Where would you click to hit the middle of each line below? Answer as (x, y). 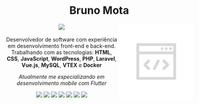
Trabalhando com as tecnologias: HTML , (62, 52)
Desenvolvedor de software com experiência (62, 39)
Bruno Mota (99, 11)
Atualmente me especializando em (62, 76)
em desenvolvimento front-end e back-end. (62, 46)
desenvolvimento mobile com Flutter (62, 83)
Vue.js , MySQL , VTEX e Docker (62, 65)
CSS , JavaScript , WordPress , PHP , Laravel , (62, 58)
